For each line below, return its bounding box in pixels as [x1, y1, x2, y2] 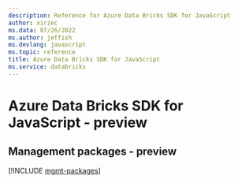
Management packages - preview [8, 145, 177, 159]
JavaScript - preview [8, 114, 148, 131]
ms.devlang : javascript [8, 41, 87, 49]
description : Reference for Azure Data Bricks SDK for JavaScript [8, 11, 231, 20]
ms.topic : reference [8, 48, 76, 56]
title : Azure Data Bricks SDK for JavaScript [8, 56, 160, 64]
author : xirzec [8, 19, 58, 27]
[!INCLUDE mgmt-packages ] [8, 166, 101, 175]
